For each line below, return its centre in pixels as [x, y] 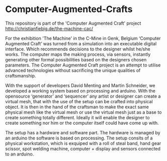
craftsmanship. [21, 75]
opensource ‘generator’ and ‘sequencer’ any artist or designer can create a [83, 96]
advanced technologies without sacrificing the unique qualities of [73, 70]
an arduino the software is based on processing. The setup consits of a [79, 138]
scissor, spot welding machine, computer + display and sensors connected [83, 148]
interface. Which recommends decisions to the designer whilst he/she [78, 49]
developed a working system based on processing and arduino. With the [80, 91]
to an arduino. [20, 154]
